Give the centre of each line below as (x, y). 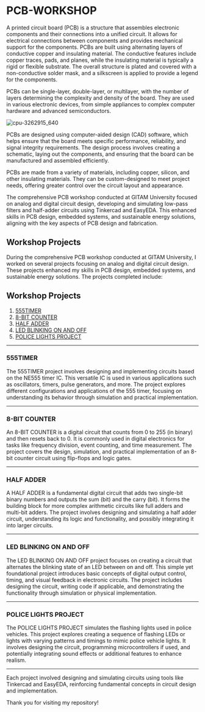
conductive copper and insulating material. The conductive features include (101, 53)
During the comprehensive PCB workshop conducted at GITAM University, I (101, 257)
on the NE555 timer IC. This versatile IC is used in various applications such (101, 378)
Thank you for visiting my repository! (52, 703)
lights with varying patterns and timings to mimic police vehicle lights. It (96, 641)
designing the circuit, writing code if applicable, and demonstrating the (95, 586)
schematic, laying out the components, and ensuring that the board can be (100, 154)
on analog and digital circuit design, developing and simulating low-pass (97, 204)
